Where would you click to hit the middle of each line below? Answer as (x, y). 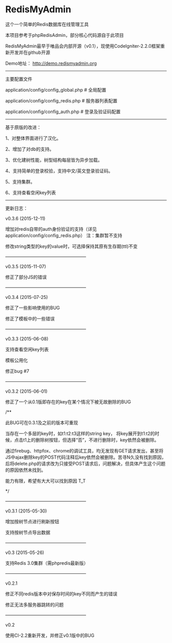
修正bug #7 (17, 371)
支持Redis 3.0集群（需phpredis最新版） (47, 563)
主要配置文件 (19, 79)
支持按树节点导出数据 (28, 532)
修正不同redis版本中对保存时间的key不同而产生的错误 (61, 594)
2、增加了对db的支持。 (30, 149)
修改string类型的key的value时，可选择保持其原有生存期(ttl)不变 (72, 246)
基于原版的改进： (23, 127)
